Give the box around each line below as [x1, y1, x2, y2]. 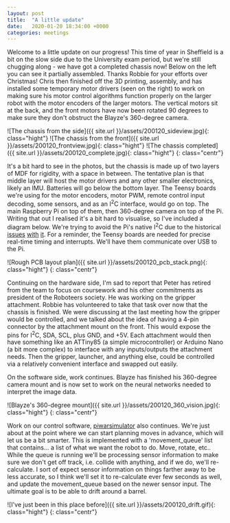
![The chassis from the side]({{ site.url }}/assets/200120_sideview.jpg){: [7, 127, 209, 135]
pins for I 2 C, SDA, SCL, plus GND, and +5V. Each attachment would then [7, 329, 211, 339]
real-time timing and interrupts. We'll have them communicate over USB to [7, 237, 218, 246]
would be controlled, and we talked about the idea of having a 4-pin [7, 315, 199, 323]
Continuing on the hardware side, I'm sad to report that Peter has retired [7, 279, 211, 287]
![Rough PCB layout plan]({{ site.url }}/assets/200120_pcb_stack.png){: [7, 258, 208, 266]
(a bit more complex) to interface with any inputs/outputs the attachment [7, 345, 213, 353]
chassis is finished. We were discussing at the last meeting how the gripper [7, 307, 220, 316]
